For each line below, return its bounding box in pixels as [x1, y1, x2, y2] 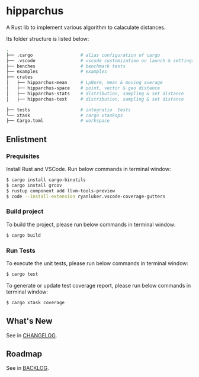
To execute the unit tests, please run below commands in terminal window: [6, 259, 188, 267]
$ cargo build [6, 232, 41, 238]
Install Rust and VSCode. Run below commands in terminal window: [6, 166, 171, 172]
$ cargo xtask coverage [6, 299, 65, 305]
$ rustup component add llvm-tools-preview [6, 188, 115, 194]
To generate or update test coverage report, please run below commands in [6, 282, 191, 289]
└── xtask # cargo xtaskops [6, 112, 123, 118]
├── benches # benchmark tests [6, 63, 126, 69]
